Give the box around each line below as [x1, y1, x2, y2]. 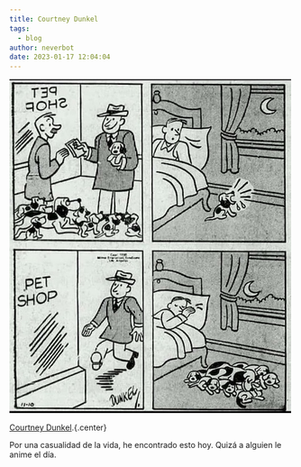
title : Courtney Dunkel [9, 14, 99, 23]
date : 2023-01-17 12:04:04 [9, 52, 111, 62]
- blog [17, 33, 42, 42]
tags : [9, 23, 30, 33]
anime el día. [9, 449, 57, 460]
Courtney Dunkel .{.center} [9, 422, 107, 433]
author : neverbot [9, 43, 75, 52]
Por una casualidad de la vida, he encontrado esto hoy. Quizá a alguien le [9, 440, 282, 451]
